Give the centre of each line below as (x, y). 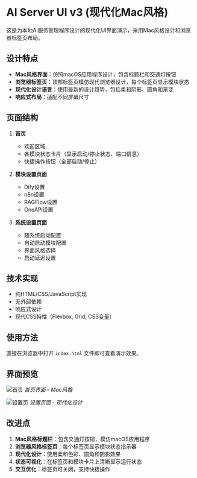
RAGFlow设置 (41, 202)
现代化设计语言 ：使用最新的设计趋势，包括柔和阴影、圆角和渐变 (94, 89)
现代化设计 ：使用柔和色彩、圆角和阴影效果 (68, 454)
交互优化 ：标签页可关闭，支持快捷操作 (62, 469)
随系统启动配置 (42, 235)
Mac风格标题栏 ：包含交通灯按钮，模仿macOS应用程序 (83, 439)
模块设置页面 (31, 174)
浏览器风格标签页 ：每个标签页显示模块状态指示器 (76, 446)
